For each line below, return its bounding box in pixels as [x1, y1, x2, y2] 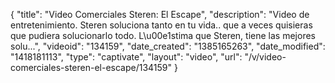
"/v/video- [244, 51, 287, 63]
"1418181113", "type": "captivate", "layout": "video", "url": [10, 51, 243, 63]
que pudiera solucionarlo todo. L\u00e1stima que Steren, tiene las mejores [10, 30, 316, 41]
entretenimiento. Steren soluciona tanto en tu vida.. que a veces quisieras [10, 19, 313, 31]
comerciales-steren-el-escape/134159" [10, 62, 173, 73]
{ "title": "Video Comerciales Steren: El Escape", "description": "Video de [10, 9, 310, 20]
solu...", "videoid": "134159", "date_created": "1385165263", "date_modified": [10, 40, 326, 52]
